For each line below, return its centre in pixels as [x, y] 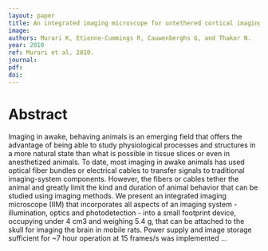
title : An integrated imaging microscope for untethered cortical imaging [135, 23]
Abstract [38, 114]
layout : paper [32, 16]
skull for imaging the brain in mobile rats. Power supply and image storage [130, 229]
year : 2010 [26, 45]
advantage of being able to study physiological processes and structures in [132, 145]
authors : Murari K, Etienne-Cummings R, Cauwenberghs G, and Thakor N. [130, 38]
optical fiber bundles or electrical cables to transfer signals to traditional [126, 170]
